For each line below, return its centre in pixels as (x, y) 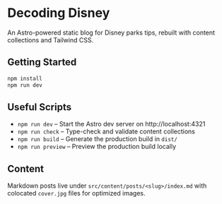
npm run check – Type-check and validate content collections (106, 131)
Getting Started (42, 62)
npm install (25, 78)
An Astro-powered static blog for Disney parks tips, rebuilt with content (111, 32)
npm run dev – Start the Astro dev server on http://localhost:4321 (111, 124)
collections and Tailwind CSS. (51, 40)
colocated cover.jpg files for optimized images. (76, 193)
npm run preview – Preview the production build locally (97, 147)
